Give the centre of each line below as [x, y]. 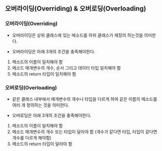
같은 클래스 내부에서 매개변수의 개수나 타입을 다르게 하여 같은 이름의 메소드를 [85, 99]
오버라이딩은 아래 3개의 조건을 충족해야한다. [54, 51]
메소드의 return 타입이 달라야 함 [42, 144]
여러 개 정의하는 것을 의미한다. [40, 105]
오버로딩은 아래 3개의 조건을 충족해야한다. [52, 115]
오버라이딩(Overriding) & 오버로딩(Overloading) [76, 9]
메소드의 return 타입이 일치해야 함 [44, 74]
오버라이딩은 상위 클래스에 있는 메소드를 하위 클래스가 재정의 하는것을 [77, 35]
